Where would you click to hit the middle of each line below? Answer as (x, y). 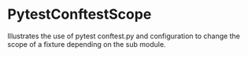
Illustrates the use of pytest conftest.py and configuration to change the (124, 36)
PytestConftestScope (80, 14)
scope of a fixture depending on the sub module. (87, 44)
